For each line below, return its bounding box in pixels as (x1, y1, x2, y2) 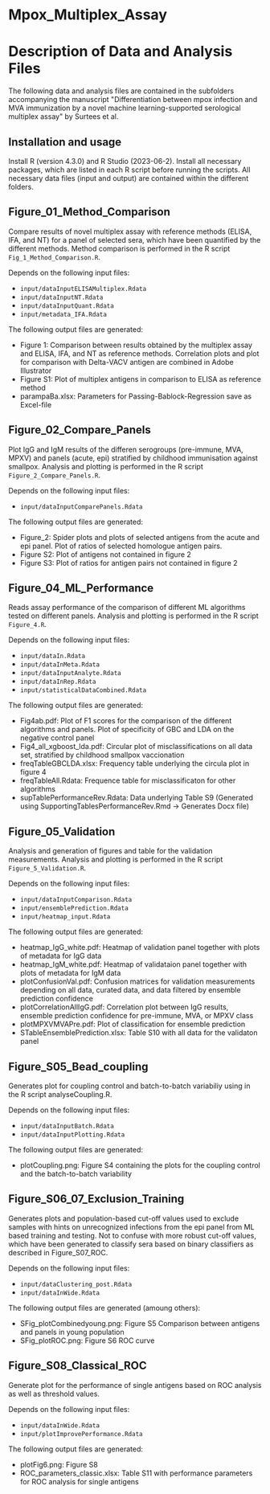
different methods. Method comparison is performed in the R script (8, 244, 231, 253)
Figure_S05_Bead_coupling (8, 1059, 149, 1074)
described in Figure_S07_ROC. (8, 1247, 108, 1257)
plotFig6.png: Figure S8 (19, 1459, 98, 1469)
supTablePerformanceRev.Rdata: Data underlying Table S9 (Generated (19, 793, 254, 803)
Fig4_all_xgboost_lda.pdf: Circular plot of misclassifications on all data (19, 742, 253, 751)
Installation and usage (8, 135, 122, 149)
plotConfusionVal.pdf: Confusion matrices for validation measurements (19, 976, 256, 986)
